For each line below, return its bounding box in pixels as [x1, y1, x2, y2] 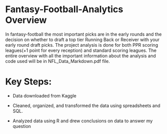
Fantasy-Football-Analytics [5, 4, 123, 15]
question [12, 123, 31, 129]
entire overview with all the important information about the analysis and [5, 52, 156, 59]
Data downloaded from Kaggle [12, 92, 77, 98]
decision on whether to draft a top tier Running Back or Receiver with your [5, 37, 160, 43]
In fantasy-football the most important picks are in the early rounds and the [5, 31, 162, 37]
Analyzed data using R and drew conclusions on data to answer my [12, 118, 153, 124]
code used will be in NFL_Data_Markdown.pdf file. [5, 58, 110, 64]
